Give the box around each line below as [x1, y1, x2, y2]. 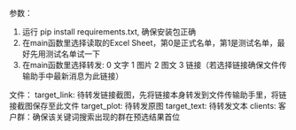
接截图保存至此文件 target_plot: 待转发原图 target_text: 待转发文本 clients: [9, 101, 277, 111]
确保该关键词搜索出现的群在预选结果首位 [32, 111, 180, 122]
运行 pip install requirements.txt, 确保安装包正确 [21, 27, 197, 37]
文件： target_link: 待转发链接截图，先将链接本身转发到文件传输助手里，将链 [9, 89, 287, 100]
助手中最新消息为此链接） [29, 71, 124, 81]
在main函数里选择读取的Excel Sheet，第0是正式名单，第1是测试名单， [21, 38, 277, 48]
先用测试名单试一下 [29, 49, 100, 59]
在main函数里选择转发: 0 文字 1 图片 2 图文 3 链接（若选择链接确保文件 [21, 60, 279, 70]
